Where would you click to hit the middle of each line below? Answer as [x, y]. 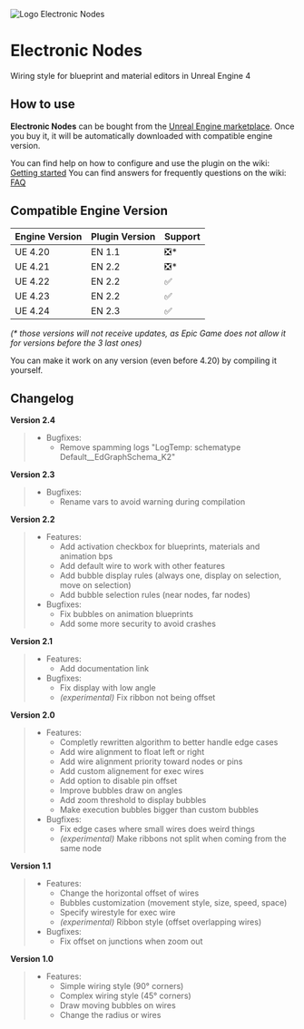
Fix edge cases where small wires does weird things [157, 829]
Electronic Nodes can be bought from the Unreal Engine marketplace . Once [152, 126]
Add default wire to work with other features [142, 566]
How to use [43, 104]
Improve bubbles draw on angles [121, 790]
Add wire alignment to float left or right [132, 752]
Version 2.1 [32, 642]
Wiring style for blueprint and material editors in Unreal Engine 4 [131, 75]
